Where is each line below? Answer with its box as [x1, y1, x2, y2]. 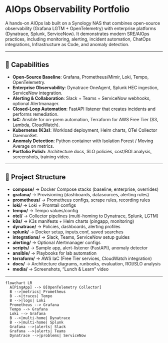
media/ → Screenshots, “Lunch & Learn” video [12, 266, 109, 272]
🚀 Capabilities [5, 61, 49, 69]
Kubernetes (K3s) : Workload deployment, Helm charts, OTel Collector [12, 127, 157, 133]
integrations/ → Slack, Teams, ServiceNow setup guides [12, 234, 130, 240]
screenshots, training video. [12, 154, 70, 160]
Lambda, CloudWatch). [12, 122, 60, 128]
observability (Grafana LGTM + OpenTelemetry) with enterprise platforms [5, 25, 156, 31]
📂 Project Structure [5, 173, 66, 181]
